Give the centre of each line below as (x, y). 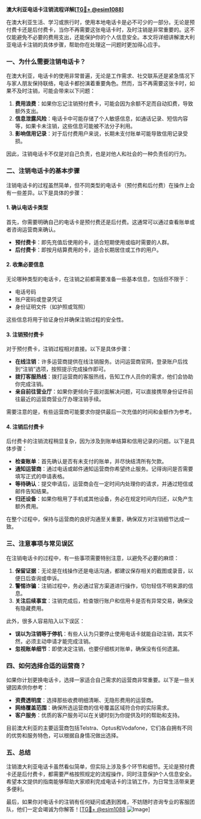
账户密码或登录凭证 (39, 299)
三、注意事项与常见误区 (40, 544)
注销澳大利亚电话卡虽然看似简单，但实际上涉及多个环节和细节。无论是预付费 (100, 767)
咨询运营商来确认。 (35, 229)
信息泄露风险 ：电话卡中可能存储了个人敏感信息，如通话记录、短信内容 (101, 119)
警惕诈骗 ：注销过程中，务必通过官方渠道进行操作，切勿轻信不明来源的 (101, 586)
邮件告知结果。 (33, 491)
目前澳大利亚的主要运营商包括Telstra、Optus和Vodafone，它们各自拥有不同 (99, 728)
